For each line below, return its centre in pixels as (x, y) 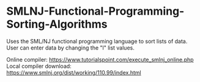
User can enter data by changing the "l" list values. (70, 48)
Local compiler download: (39, 66)
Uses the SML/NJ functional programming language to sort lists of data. (97, 41)
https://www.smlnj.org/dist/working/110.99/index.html (74, 72)
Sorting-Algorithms (57, 24)
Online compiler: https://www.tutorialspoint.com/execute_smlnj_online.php (100, 59)
